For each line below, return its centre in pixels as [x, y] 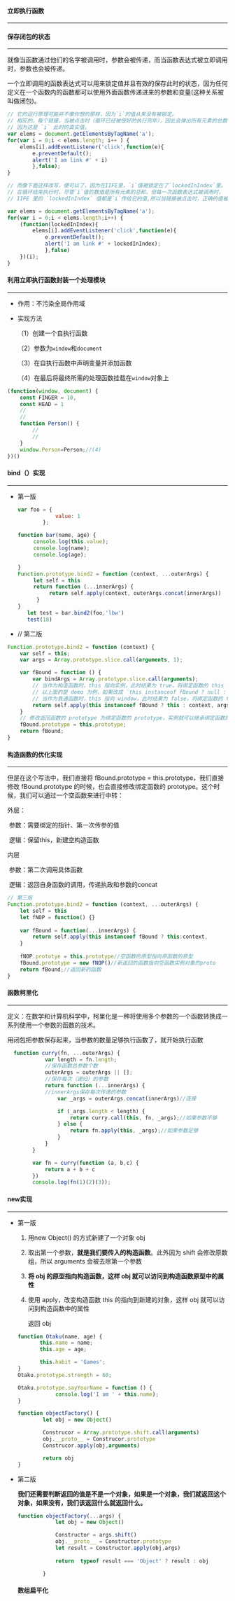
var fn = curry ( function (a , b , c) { [86, 1163]
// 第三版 [20, 898]
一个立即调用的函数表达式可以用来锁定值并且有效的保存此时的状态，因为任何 [117, 83]
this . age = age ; [63, 1350]
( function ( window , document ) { [53, 391]
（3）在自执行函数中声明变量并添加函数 [74, 363]
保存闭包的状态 [29, 36]
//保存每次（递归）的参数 [77, 1079]
